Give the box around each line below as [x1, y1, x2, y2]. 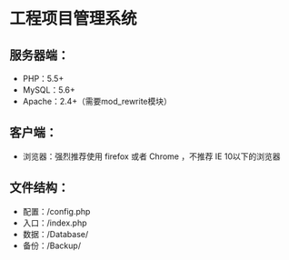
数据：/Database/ [22, 228, 89, 239]
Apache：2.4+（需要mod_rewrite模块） [22, 96, 173, 106]
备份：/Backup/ [22, 240, 82, 251]
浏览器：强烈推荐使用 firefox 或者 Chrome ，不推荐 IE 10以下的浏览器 [22, 151, 281, 162]
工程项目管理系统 [9, 8, 138, 29]
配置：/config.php [22, 205, 91, 216]
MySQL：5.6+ [22, 85, 75, 95]
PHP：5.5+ [22, 74, 65, 84]
